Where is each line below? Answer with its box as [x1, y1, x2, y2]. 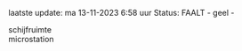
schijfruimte [8, 25, 52, 34]
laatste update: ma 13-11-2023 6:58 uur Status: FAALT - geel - [8, 8, 235, 18]
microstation [8, 34, 54, 44]
